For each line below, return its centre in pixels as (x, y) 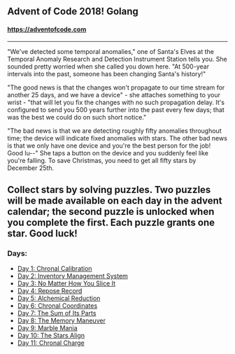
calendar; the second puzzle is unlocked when (111, 212)
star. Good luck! (43, 233)
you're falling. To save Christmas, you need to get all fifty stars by (102, 160)
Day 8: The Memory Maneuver (62, 320)
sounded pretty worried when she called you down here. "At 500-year (108, 66)
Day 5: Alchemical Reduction (59, 298)
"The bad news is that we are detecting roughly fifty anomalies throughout (114, 130)
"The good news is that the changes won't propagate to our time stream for (116, 87)
